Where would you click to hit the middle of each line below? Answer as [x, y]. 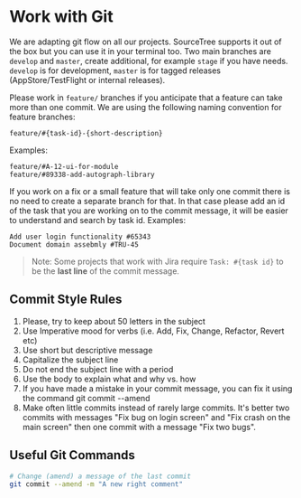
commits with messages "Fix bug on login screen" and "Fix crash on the [156, 417]
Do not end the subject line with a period [98, 369]
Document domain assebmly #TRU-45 [74, 244]
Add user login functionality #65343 [80, 237]
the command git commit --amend [86, 398]
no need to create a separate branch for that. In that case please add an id [147, 201]
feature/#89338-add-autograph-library [82, 174]
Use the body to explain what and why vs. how [109, 379]
